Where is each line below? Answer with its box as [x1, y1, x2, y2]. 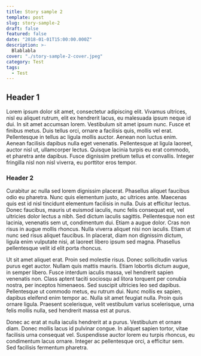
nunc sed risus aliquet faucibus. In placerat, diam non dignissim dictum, [6, 232, 183, 239]
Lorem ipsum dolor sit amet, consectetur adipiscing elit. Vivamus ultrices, [6, 108, 187, 115]
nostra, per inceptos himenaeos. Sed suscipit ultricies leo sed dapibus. [6, 282, 181, 289]
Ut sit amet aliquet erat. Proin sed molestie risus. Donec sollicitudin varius [6, 256, 187, 263]
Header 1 [6, 92, 40, 102]
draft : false [6, 25, 39, 32]
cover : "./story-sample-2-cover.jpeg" [6, 53, 103, 59]
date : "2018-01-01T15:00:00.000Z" [6, 36, 93, 42]
